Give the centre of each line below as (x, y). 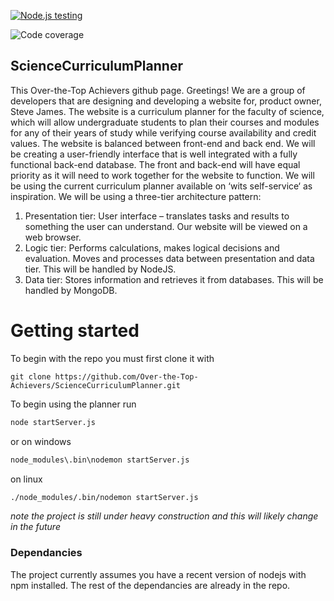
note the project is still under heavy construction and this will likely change (164, 516)
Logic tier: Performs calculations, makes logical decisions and (152, 247)
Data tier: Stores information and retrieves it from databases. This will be (174, 279)
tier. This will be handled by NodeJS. (100, 269)
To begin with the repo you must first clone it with (112, 358)
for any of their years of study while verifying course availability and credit (163, 132)
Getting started (75, 331)
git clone (31, 376)
